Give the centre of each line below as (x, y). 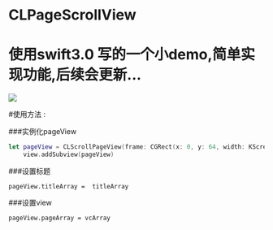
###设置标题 (30, 171)
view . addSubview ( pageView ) (69, 154)
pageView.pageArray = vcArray (60, 218)
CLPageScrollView (72, 15)
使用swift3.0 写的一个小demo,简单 (125, 55)
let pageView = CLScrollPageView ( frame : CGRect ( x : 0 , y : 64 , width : (127, 147)
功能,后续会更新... (82, 75)
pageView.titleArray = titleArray (69, 186)
